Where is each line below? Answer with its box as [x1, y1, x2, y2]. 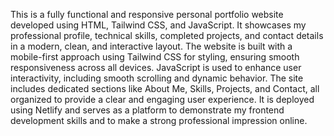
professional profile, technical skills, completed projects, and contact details [10, 30, 324, 41]
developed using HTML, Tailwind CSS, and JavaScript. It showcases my [10, 19, 307, 31]
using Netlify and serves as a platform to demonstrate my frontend [10, 104, 285, 116]
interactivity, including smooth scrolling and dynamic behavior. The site [10, 72, 304, 84]
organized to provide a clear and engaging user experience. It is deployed [10, 94, 315, 105]
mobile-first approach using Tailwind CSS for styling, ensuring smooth [10, 51, 300, 63]
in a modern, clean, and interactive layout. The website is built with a [10, 40, 293, 52]
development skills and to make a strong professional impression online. [10, 115, 308, 126]
